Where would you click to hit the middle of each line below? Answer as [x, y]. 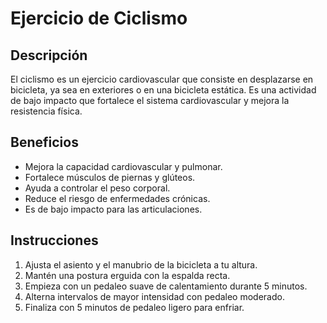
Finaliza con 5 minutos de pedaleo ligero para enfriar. [134, 307]
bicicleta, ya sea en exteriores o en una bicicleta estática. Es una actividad [163, 90]
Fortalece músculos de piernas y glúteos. [110, 177]
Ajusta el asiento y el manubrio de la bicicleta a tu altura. [141, 264]
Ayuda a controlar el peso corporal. [97, 188]
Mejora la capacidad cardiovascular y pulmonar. [123, 166]
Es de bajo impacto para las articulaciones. [113, 209]
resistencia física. [46, 111]
